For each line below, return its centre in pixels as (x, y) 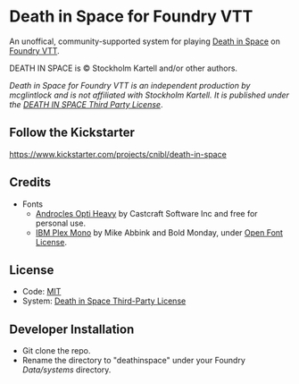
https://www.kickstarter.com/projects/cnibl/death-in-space (118, 154)
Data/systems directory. (66, 370)
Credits (30, 182)
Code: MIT (42, 292)
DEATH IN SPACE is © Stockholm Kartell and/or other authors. (124, 68)
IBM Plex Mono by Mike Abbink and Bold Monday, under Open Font (159, 232)
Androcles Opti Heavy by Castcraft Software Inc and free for (146, 213)
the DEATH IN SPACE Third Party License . (86, 104)
